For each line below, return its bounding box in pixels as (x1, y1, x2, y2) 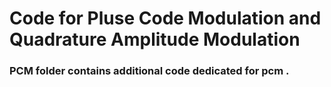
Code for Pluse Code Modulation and (9, 7, 322, 30)
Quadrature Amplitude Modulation (9, 28, 301, 51)
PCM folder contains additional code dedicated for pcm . (9, 64, 290, 78)
